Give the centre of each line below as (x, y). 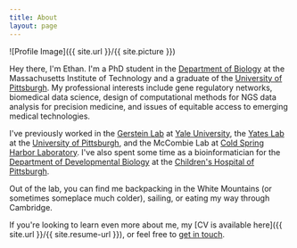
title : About (33, 17)
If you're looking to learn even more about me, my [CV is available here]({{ (146, 225)
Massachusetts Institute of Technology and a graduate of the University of (146, 78)
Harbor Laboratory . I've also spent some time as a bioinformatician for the (145, 152)
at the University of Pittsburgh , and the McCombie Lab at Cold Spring (137, 143)
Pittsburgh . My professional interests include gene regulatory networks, (141, 87)
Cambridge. (31, 207)
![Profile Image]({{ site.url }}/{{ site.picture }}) (92, 51)
